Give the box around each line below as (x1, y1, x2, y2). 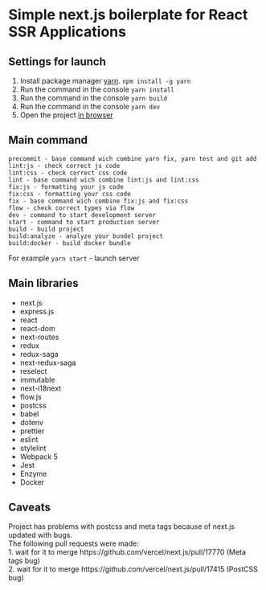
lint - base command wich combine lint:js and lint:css (8, 175, 199, 184)
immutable (19, 375, 55, 384)
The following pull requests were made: (8, 539, 139, 548)
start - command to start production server (8, 218, 160, 226)
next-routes (19, 332, 59, 342)
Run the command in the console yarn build (19, 93, 167, 102)
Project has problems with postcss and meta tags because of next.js (8, 522, 235, 531)
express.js (19, 306, 55, 316)
